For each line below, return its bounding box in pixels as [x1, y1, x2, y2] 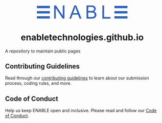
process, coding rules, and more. [5, 80, 72, 86]
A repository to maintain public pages [5, 48, 81, 54]
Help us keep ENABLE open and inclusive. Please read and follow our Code [5, 108, 157, 114]
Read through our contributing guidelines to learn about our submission [5, 75, 149, 81]
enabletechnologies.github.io [21, 32, 144, 43]
